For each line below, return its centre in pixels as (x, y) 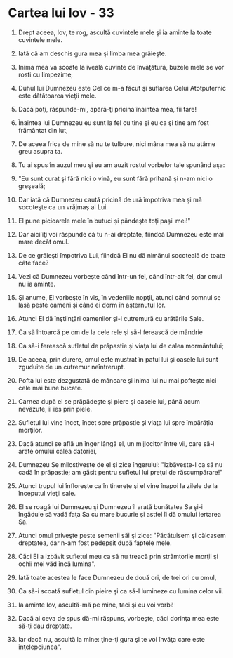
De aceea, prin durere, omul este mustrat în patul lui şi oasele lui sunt (118, 359)
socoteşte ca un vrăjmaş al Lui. (63, 207)
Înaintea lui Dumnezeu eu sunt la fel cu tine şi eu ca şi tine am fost (113, 123)
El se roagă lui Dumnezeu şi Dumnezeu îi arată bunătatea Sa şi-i (110, 506)
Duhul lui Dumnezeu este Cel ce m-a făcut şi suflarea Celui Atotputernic (122, 88)
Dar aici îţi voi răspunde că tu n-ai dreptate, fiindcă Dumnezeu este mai (121, 234)
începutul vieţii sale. (47, 493)
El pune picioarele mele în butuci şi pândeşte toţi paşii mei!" (104, 221)
